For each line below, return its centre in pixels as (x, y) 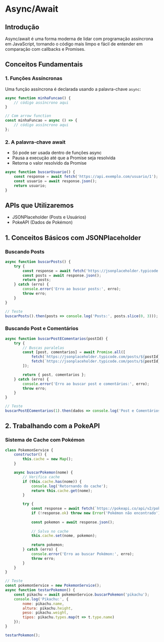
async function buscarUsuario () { (40, 172)
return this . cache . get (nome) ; (62, 491)
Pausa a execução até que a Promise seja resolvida (64, 158)
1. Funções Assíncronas (34, 78)
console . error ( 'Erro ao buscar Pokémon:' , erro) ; (82, 554)
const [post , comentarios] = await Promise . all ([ (74, 352)
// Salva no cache (50, 531)
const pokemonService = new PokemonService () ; (53, 586)
